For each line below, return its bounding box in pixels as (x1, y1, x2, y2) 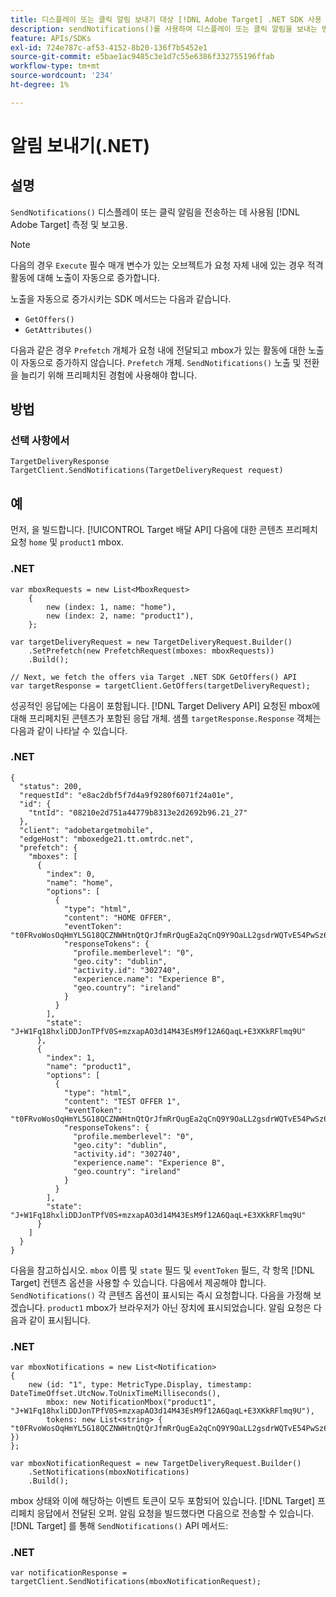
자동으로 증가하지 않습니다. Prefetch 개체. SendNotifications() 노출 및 (20, 356, 302, 368)
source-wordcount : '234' (10, 71, 114, 81)
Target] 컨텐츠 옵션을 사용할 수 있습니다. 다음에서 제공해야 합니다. (10, 1276, 267, 1288)
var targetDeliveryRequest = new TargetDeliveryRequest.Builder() (10, 637, 293, 647)
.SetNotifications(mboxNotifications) (28, 1467, 190, 1478)
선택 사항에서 (10, 434, 70, 448)
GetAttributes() (24, 325, 93, 335)
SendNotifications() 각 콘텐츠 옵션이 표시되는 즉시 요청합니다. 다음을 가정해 (10, 1289, 312, 1301)
